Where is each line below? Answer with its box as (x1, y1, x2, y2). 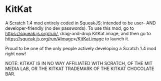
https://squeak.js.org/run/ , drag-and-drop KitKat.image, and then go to (5, 30, 151, 36)
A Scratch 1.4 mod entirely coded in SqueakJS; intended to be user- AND (5, 20, 156, 26)
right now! (5, 51, 26, 57)
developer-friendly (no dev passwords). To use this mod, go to (5, 25, 134, 31)
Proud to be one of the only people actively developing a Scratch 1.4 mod (5, 45, 156, 51)
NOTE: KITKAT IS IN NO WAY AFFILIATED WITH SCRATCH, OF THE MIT (5, 60, 153, 66)
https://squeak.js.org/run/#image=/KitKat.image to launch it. (5, 36, 129, 42)
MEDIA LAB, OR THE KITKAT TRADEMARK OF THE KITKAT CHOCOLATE (5, 66, 154, 72)
